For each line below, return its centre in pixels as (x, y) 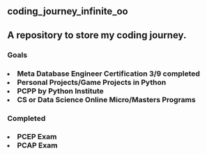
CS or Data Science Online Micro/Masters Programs (107, 99)
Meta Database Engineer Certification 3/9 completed (109, 74)
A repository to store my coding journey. (97, 35)
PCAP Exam (37, 145)
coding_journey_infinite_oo (68, 11)
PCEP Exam (37, 137)
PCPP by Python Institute (61, 91)
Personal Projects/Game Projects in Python (92, 82)
